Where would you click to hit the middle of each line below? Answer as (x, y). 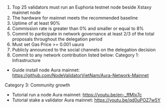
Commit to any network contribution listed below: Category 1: (75, 55)
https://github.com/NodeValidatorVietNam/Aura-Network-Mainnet (80, 75)
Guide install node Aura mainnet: (46, 70)
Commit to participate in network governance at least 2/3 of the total (83, 34)
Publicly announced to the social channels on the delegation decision (84, 50)
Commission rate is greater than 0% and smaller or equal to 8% (78, 28)
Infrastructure (26, 60)
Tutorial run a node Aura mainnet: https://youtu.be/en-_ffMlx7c (77, 95)
